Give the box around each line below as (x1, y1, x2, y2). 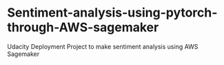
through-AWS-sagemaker (7, 19, 159, 35)
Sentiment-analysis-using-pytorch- (7, 5, 218, 21)
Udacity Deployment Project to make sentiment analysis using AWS (7, 42, 198, 50)
